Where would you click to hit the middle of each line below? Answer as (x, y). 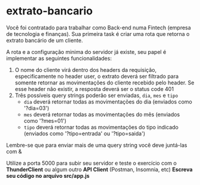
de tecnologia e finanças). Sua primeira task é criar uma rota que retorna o (98, 34)
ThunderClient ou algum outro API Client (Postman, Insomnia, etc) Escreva (99, 169)
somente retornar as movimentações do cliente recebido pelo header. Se (104, 83)
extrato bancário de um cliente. (45, 40)
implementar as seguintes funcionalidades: (59, 58)
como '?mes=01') (45, 120)
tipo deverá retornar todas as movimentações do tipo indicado (101, 127)
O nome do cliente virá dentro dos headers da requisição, (86, 69)
